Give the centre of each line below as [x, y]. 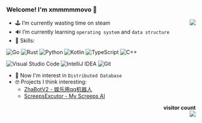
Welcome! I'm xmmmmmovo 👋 [52, 10]
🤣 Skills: [25, 41]
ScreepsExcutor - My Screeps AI [64, 96]
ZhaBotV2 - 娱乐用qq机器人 [58, 89]
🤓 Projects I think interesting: [51, 82]
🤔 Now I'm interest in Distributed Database [68, 76]
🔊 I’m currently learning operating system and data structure [92, 32]
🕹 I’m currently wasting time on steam [63, 23]
